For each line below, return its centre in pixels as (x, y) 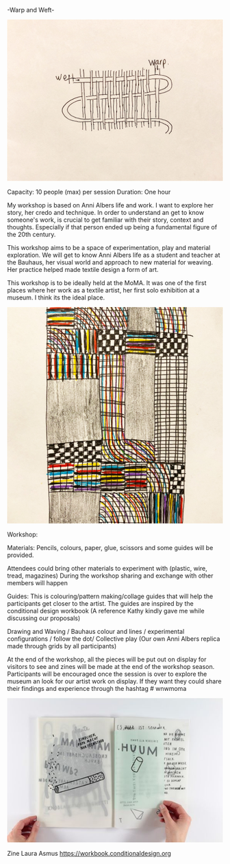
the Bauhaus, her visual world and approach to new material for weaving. (110, 262)
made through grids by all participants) (62, 646)
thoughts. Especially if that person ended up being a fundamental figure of (112, 227)
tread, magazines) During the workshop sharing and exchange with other (110, 576)
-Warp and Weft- (31, 10)
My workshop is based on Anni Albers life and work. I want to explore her (111, 205)
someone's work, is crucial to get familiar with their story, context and (105, 220)
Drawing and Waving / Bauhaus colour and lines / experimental (96, 631)
